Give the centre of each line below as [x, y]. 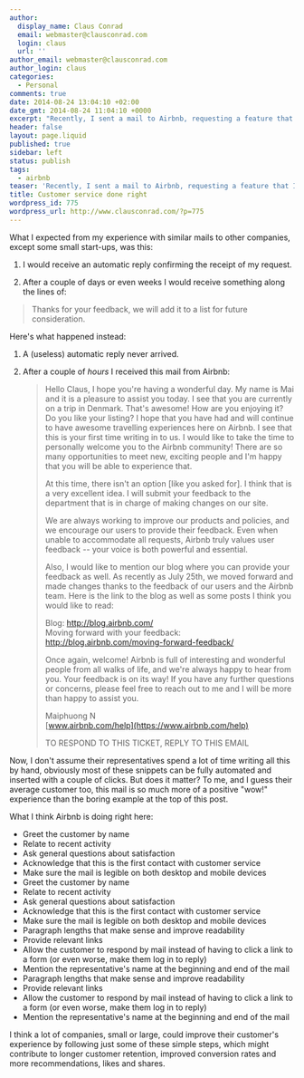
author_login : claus [48, 69]
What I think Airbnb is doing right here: [81, 816]
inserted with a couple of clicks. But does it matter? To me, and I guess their [151, 779]
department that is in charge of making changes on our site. [157, 503]
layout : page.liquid [48, 136]
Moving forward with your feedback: [113, 632]
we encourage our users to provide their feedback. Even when [161, 530]
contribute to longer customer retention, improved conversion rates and [143, 1054]
